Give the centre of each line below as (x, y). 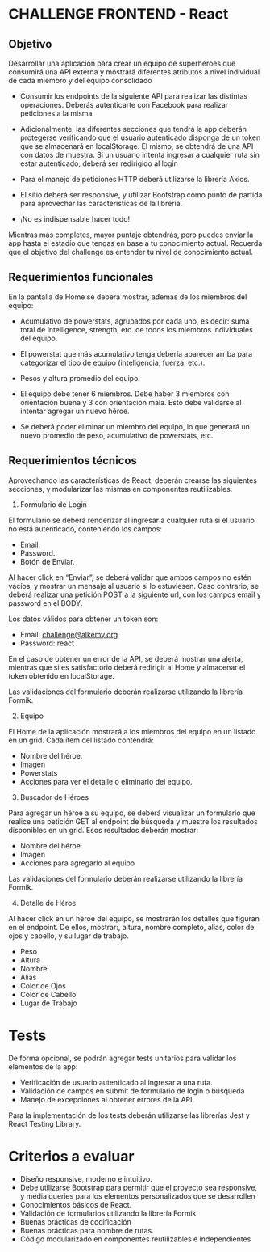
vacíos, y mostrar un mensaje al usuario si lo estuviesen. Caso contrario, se (134, 586)
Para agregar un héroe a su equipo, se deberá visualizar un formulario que (132, 813)
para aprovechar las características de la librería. (101, 203)
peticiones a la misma (56, 113)
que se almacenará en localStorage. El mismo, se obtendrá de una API (137, 146)
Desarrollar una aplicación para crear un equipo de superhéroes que (122, 63)
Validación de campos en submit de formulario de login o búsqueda (132, 1091)
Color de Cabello (48, 994)
